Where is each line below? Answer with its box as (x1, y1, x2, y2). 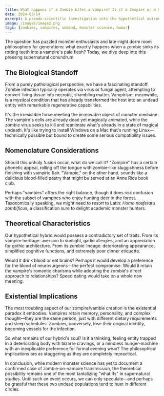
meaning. (5, 278, 24, 284)
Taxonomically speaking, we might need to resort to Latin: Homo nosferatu (5, 200, 155, 206)
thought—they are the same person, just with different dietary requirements (5, 315, 157, 321)
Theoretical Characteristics (5, 219, 91, 228)
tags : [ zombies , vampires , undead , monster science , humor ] (5, 25, 130, 30)
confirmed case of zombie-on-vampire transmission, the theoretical (5, 366, 142, 372)
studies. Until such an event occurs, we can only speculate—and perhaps (5, 376, 153, 382)
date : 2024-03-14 (5, 12, 41, 17)
